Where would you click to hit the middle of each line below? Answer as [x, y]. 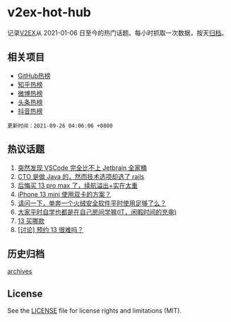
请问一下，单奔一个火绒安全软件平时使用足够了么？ [92, 203]
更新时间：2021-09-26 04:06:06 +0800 [60, 126]
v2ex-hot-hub [49, 12]
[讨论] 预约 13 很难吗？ [51, 229]
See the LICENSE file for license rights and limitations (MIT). [95, 311]
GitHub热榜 [34, 76]
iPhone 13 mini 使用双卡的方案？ [64, 194]
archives [20, 271]
